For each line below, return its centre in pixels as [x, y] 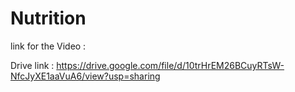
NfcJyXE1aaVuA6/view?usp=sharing [85, 76]
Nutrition [48, 18]
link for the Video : [48, 46]
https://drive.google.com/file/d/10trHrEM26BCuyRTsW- [170, 65]
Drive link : [32, 65]
